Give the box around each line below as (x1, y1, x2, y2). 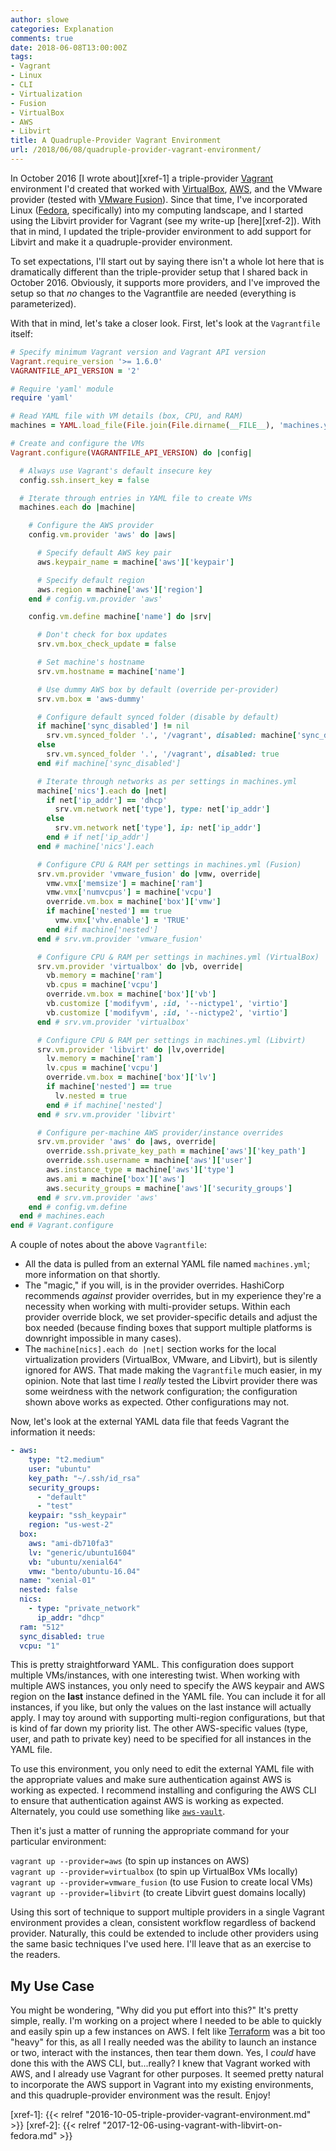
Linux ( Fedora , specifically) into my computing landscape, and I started (10, 204, 304, 216)
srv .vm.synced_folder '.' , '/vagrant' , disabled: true (46, 749, 280, 759)
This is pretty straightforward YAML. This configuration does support (10, 1659, 295, 1671)
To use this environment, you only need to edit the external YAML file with (10, 1763, 315, 1775)
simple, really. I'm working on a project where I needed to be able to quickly (10, 2015, 322, 2027)
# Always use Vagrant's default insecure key (19, 466, 213, 476)
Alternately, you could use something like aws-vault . (10, 1806, 226, 1818)
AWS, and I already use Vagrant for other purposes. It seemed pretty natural (10, 2068, 324, 2080)
